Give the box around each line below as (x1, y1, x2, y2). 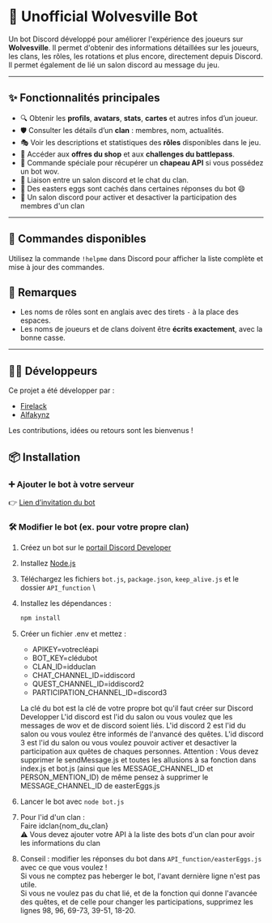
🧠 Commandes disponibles (8, 232, 147, 246)
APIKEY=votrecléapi (32, 645, 99, 655)
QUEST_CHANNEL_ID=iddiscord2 (32, 679, 144, 689)
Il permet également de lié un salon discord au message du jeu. (8, 60, 220, 70)
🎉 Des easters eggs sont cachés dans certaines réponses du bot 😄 (19, 183, 245, 193)
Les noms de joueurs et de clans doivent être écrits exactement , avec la (19, 324, 263, 334)
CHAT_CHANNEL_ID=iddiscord (32, 671, 135, 680)
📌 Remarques (8, 285, 77, 299)
